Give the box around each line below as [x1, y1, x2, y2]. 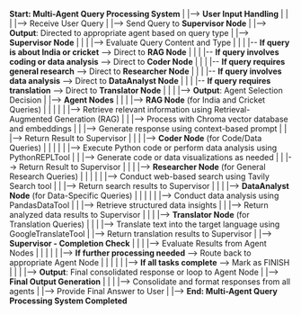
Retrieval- [214, 104, 251, 114]
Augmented [9, 113, 53, 124]
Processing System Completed [9, 295, 128, 306]
